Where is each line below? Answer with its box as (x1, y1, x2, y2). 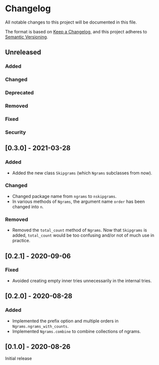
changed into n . (12, 203, 44, 209)
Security (5, 129, 26, 136)
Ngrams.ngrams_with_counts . (12, 323, 69, 329)
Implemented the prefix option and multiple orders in (12, 318, 119, 324)
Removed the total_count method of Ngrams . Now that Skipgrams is (12, 227, 147, 233)
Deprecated (5, 89, 34, 96)
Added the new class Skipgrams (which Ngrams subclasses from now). (12, 170, 153, 176)
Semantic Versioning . (5, 34, 48, 40)
